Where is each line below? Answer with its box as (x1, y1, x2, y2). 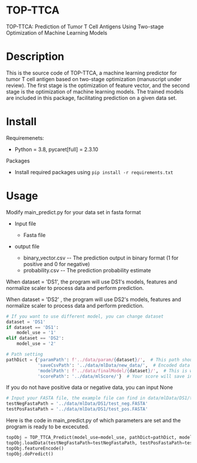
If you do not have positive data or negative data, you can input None (6, 384, 173, 391)
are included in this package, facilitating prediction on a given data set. (6, 94, 177, 101)
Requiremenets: (6, 134, 45, 141)
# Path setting (6, 351, 43, 357)
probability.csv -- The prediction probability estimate (23, 267, 151, 274)
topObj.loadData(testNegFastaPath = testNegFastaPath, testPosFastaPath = (6, 439, 185, 446)
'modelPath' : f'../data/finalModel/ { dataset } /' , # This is (37, 368, 188, 374)
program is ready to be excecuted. (6, 423, 90, 430)
